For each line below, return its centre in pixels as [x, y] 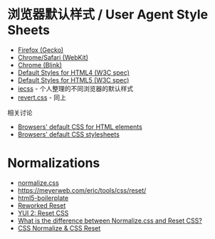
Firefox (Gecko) [41, 50]
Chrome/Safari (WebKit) [53, 57]
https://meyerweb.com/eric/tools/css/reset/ [82, 190]
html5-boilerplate [43, 198]
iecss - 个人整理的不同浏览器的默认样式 [75, 88]
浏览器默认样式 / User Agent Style [108, 15]
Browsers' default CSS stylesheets [68, 134]
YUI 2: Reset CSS [43, 213]
